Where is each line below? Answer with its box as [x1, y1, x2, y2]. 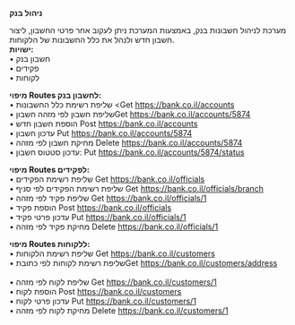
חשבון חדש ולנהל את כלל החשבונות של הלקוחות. [9, 35, 175, 45]
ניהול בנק [9, 8, 43, 18]
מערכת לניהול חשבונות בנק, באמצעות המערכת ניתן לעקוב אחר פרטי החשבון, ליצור [9, 25, 287, 35]
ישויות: [9, 44, 34, 55]
